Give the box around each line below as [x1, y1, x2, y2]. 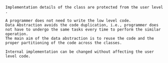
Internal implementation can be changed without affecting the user [5, 49, 154, 54]
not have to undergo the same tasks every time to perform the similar [5, 27, 161, 32]
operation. [5, 31, 29, 37]
